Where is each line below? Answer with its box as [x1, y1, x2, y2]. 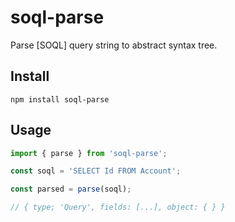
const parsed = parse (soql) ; [10, 184, 132, 195]
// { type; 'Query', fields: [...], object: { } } [10, 202, 226, 213]
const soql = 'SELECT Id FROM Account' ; [10, 166, 182, 176]
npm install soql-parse [10, 94, 110, 105]
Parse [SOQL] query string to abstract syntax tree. [10, 39, 218, 51]
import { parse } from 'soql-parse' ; [10, 148, 168, 158]
